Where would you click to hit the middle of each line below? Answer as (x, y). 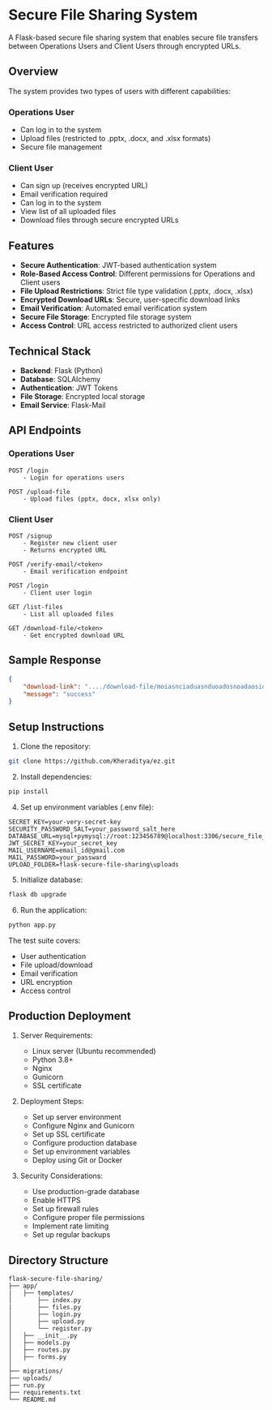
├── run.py (27, 1386)
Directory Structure (59, 1260)
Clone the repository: (55, 746)
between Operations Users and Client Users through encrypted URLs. (125, 45)
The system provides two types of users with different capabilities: (119, 91)
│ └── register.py (50, 1329)
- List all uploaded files (68, 614)
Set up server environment (76, 1117)
